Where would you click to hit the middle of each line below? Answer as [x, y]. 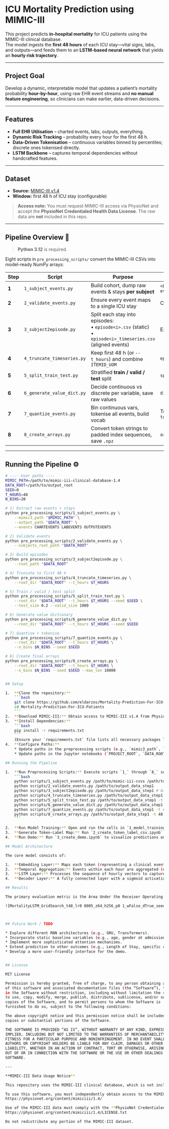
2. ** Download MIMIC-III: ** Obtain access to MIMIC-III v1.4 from [77, 716]
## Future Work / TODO [29, 924]
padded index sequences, [121, 435]
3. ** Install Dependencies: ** [38, 721]
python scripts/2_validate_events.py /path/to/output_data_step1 [84, 786]
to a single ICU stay [114, 306]
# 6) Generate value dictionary [39, 615]
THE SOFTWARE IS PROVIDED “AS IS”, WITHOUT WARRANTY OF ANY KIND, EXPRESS [85, 1030]
